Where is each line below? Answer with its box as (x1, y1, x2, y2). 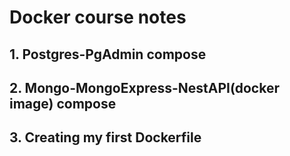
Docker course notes (9, 6, 187, 29)
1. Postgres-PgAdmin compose (9, 46, 207, 63)
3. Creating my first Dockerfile (9, 129, 202, 146)
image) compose (9, 95, 117, 112)
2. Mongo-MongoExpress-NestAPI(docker (9, 79, 280, 96)
